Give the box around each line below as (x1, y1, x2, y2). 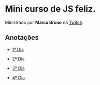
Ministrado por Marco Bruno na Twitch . (5, 19, 84, 25)
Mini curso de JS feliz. (5, 3, 96, 15)
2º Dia (12, 56, 25, 62)
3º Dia (12, 65, 25, 71)
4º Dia (12, 74, 25, 81)
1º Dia (12, 46, 24, 52)
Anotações (5, 34, 39, 42)
